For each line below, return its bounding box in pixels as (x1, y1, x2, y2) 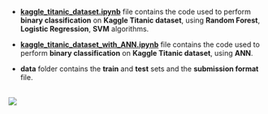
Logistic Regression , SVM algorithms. (19, 24, 149, 33)
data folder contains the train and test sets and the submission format (19, 64, 259, 74)
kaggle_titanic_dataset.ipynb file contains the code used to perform (19, 7, 252, 16)
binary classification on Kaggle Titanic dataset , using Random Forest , (19, 15, 261, 25)
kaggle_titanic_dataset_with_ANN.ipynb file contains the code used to (19, 40, 260, 49)
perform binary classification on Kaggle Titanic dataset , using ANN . (19, 49, 253, 57)
